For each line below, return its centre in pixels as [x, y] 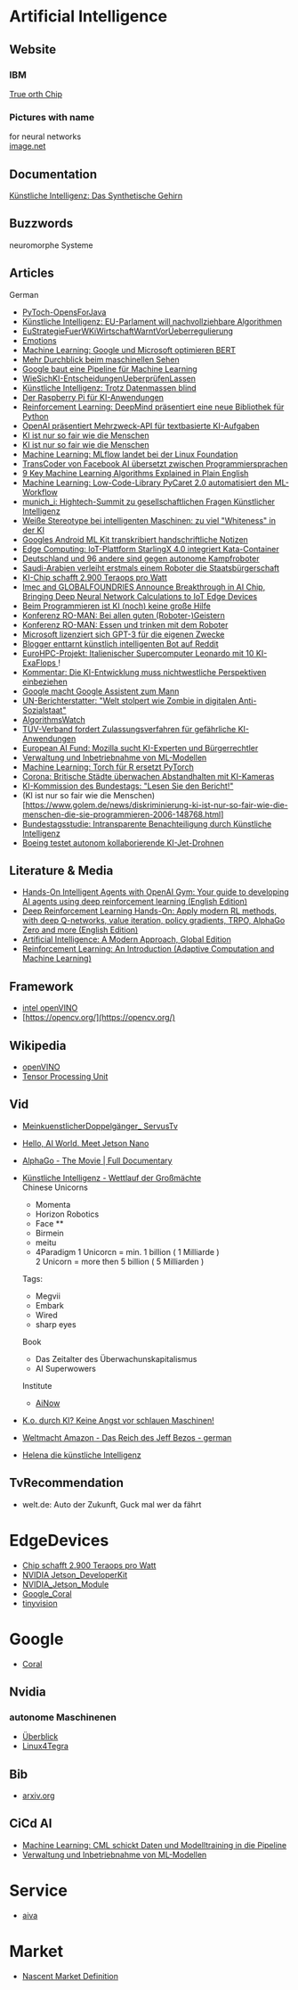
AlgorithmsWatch [54, 719]
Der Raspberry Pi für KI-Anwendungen [93, 397]
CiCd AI [31, 1824]
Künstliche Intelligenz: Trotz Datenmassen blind [109, 388]
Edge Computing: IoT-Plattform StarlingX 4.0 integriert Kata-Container [151, 549]
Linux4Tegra [45, 1746]
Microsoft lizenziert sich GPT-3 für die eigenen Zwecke [123, 634]
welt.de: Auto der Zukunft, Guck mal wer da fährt [112, 1504]
